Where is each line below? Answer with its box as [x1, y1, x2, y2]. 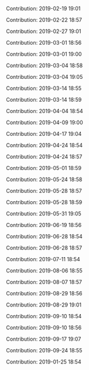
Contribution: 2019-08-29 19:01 [6, 301, 82, 308]
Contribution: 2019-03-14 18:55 [6, 85, 82, 92]
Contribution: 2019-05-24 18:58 [6, 176, 83, 183]
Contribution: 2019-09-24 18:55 [6, 347, 83, 354]
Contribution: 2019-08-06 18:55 [6, 267, 83, 274]
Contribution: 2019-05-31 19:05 [6, 210, 82, 217]
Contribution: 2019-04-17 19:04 [6, 131, 82, 137]
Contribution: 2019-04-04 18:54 [6, 108, 83, 114]
